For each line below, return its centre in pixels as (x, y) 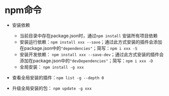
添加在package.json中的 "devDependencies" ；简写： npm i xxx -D (86, 60)
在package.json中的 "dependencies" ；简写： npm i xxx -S (78, 48)
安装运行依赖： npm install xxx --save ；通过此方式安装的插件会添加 (91, 42)
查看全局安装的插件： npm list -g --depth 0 (58, 77)
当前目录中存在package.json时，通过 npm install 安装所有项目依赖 (89, 35)
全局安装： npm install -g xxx (52, 67)
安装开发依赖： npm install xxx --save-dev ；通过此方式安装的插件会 (92, 54)
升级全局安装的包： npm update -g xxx (52, 88)
